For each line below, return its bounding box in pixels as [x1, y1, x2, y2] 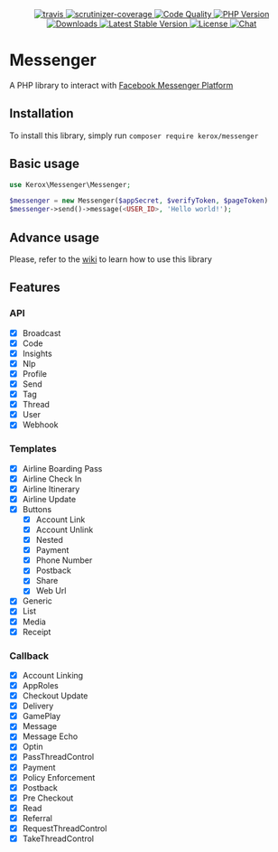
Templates [9, 443, 57, 455]
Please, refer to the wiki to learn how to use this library [9, 254, 212, 265]
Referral [22, 812, 52, 823]
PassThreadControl [22, 752, 95, 763]
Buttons [22, 503, 52, 514]
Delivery [22, 700, 54, 712]
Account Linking [22, 669, 84, 680]
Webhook [22, 419, 59, 430]
